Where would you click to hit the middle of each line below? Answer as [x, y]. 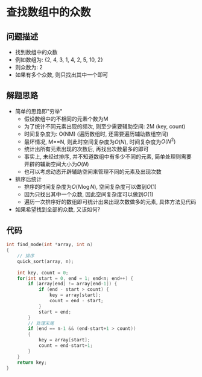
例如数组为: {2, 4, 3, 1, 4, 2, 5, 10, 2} [59, 60]
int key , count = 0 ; [43, 273]
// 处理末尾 [41, 323]
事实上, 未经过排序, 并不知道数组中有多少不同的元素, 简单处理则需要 [108, 157]
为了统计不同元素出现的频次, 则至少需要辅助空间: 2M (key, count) [105, 126]
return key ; [32, 363]
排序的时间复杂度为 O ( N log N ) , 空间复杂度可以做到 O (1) [90, 187]
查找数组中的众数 [49, 12]
